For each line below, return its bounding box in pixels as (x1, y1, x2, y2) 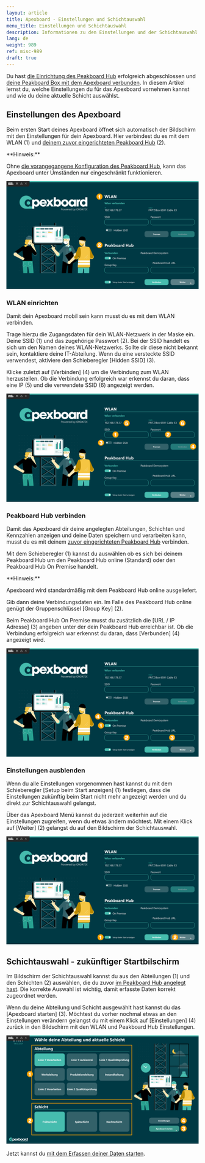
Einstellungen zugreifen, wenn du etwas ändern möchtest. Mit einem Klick (6, 818, 193, 825)
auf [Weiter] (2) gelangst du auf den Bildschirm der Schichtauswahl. (6, 824, 178, 831)
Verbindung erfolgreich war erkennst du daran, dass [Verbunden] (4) (6, 630, 180, 637)
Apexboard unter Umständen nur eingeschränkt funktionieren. (6, 168, 163, 176)
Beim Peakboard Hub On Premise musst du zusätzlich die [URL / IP (6, 617, 175, 624)
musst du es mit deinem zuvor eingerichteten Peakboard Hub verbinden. (6, 538, 189, 545)
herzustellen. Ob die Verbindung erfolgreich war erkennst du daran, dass (6, 375, 190, 383)
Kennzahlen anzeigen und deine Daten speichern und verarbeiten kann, (6, 531, 187, 539)
